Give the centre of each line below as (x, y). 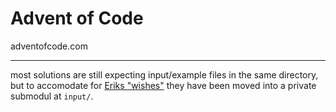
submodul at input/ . (52, 96)
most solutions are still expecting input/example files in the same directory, (164, 74)
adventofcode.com (49, 46)
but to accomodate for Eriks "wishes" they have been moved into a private (163, 85)
